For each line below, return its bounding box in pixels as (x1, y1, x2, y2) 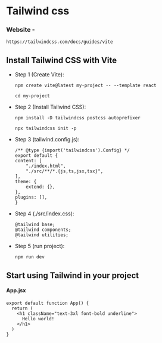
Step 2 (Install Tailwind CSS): (14, 103, 86, 111)
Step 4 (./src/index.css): (14, 210, 74, 217)
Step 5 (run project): (14, 243, 65, 250)
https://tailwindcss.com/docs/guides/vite (6, 39, 113, 45)
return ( (11, 305, 33, 311)
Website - (6, 26, 35, 34)
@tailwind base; (14, 222, 55, 228)
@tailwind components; (14, 227, 71, 233)
